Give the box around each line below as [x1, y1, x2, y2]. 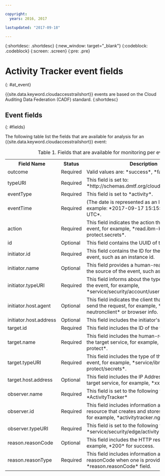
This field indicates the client [86, 296, 153, 303]
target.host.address [7, 376, 53, 383]
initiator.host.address [7, 317, 56, 323]
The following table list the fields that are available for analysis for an [5, 134, 144, 140]
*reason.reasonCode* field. [86, 463, 151, 470]
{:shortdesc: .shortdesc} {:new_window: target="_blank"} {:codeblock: [5, 43, 148, 49]
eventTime [7, 205, 32, 212]
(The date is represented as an [86, 198, 157, 205]
